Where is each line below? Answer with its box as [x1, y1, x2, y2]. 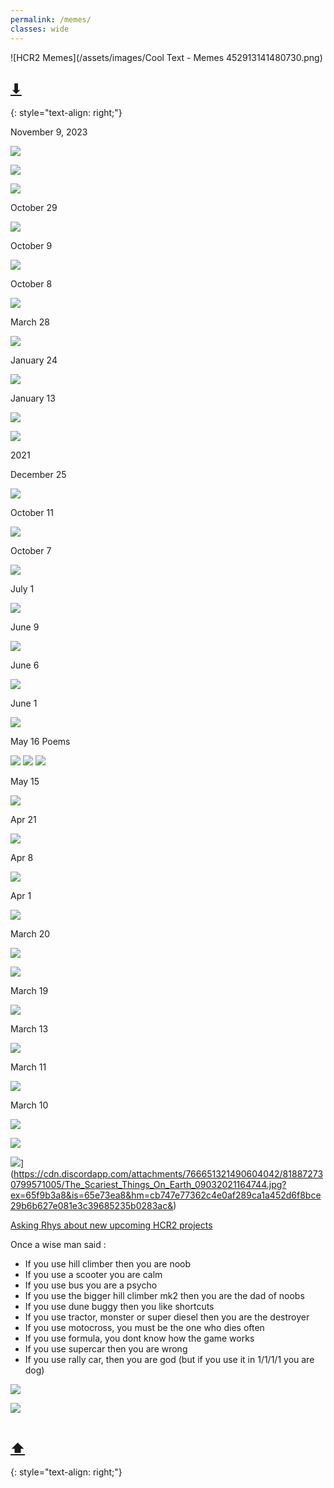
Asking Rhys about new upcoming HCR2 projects [10, 1219, 213, 1231]
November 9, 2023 [10, 126, 88, 138]
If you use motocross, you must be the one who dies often [24, 1322, 265, 1334]
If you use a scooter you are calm [24, 1269, 163, 1281]
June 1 [10, 697, 38, 710]
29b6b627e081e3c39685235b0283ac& [10, 1200, 174, 1212]
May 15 [10, 776, 40, 788]
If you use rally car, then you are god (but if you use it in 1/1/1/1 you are [24, 1354, 315, 1366]
